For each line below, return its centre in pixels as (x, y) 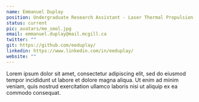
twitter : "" (21, 40)
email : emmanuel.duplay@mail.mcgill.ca (57, 34)
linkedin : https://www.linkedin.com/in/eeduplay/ (70, 51)
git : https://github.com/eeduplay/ (51, 46)
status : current (27, 23)
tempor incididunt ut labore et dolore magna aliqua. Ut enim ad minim (93, 80)
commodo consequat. (34, 92)
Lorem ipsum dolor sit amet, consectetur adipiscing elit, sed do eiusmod (96, 73)
